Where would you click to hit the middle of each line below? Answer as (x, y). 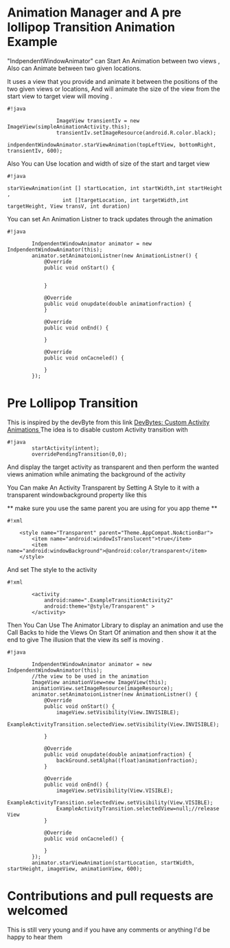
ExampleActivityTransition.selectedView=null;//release (138, 808)
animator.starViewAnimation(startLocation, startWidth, (113, 863)
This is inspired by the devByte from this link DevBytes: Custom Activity (108, 422)
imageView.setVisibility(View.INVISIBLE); (118, 712)
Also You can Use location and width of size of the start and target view (108, 164)
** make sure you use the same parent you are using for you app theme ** (112, 508)
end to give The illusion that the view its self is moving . (85, 639)
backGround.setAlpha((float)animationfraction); (127, 760)
